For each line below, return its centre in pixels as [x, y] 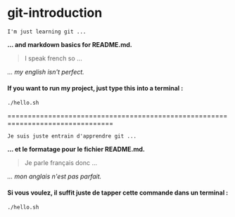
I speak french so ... [53, 58]
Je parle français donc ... [61, 163]
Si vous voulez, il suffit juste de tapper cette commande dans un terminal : [118, 192]
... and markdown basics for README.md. [70, 44]
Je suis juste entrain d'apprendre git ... [72, 136]
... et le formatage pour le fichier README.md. [76, 150]
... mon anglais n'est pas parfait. [55, 176]
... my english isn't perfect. [46, 72]
